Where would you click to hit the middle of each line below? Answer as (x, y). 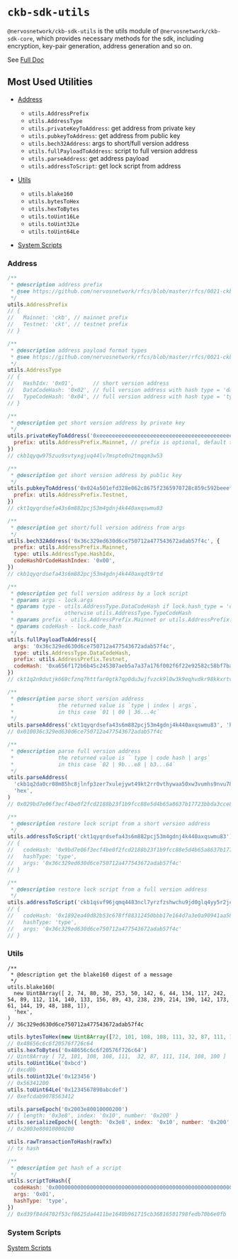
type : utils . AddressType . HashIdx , (64, 554)
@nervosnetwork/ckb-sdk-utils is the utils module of (83, 31)
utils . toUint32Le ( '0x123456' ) (52, 1077)
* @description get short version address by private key (98, 423)
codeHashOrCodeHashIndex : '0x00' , (64, 561)
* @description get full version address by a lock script (100, 593)
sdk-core (20, 39)
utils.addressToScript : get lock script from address (104, 166)
